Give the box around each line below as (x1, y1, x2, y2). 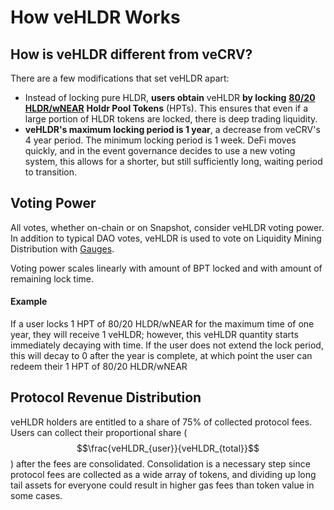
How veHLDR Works (10, 6, 181, 29)
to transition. (24, 166, 78, 178)
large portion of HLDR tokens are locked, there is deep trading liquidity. (24, 113, 318, 125)
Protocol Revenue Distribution (10, 389, 202, 406)
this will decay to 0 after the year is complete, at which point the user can (10, 350, 313, 362)
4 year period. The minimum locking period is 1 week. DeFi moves (24, 134, 297, 146)
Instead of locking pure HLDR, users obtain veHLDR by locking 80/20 (24, 92, 316, 103)
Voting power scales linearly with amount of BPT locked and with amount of (10, 262, 323, 274)
